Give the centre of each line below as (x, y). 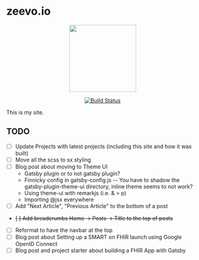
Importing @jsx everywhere (59, 199)
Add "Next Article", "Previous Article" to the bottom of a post (91, 206)
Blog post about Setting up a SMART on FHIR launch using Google (98, 237)
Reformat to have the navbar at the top (64, 230)
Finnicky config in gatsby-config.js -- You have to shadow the (102, 180)
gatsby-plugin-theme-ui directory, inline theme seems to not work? (109, 186)
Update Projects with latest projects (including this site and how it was (103, 146)
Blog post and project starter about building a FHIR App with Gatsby (100, 251)
